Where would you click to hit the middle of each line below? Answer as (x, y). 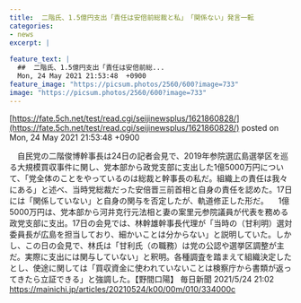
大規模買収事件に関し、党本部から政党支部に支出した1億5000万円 (138, 167)
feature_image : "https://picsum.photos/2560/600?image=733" (124, 84)
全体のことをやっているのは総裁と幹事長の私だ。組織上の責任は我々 (162, 178)
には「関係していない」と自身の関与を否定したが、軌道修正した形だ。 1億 (150, 200)
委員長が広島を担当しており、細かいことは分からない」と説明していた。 (143, 234)
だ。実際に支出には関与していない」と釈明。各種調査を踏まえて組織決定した (150, 256)
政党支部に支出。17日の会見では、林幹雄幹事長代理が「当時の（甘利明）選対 (151, 223)
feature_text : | (40, 59)
